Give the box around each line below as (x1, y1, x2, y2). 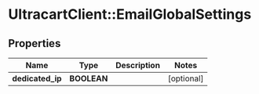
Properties (8, 37, 61, 50)
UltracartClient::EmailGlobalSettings (8, 5, 252, 23)
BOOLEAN (69, 73, 108, 84)
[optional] (167, 73, 204, 84)
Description (115, 60, 161, 70)
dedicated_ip (12, 73, 62, 84)
